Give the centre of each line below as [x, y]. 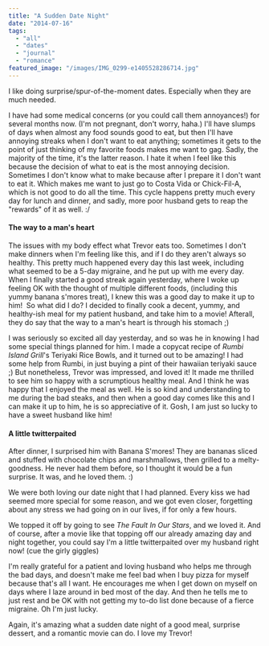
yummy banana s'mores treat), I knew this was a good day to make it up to [132, 296]
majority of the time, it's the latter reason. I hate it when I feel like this [122, 158]
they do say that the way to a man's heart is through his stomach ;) [119, 322]
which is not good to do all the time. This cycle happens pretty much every [132, 192]
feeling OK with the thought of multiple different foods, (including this [123, 288]
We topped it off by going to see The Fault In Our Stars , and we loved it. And [134, 525]
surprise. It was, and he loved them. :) [71, 477]
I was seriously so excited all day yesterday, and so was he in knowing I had [134, 338]
